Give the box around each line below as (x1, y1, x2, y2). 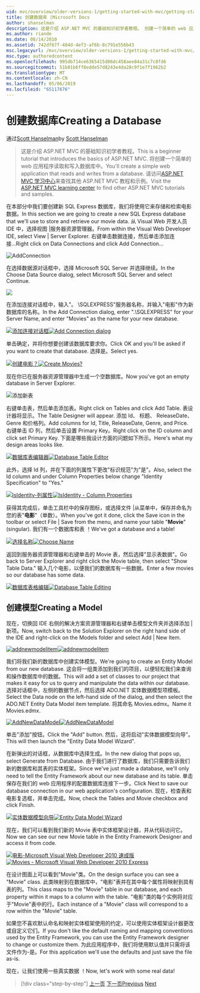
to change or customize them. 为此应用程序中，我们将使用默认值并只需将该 (6, 940, 190, 948)
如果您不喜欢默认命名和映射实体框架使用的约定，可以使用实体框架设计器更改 (6, 920, 194, 927)
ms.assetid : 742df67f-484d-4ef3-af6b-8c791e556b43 (6, 42, 135, 48)
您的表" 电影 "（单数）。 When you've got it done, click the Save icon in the (6, 511, 185, 519)
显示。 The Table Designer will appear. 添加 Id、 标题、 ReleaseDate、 (21, 412, 193, 419)
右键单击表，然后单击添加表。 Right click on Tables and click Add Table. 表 (6, 404, 188, 412)
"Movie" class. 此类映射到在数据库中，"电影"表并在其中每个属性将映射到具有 (6, 878, 195, 885)
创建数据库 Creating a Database (6, 114, 162, 128)
